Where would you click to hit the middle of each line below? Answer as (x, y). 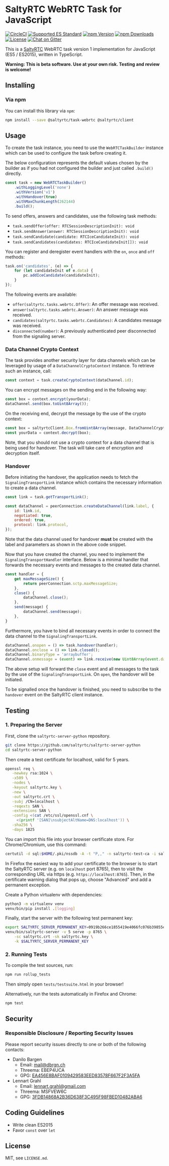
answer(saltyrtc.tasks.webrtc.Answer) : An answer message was (80, 309)
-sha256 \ (22, 825)
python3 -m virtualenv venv (35, 904)
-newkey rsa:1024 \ (32, 773)
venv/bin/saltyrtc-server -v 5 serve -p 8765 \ (56, 932)
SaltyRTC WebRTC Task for (64, 9)
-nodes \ (21, 783)
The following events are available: (41, 294)
